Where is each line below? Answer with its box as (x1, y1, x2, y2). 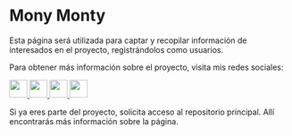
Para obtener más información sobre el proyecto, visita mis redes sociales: (9, 62, 284, 72)
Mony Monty (9, 5, 106, 26)
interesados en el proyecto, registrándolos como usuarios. (9, 44, 224, 55)
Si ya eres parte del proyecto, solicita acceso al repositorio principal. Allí (9, 106, 275, 117)
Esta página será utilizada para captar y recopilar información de (9, 35, 247, 46)
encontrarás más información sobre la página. (9, 115, 179, 126)
